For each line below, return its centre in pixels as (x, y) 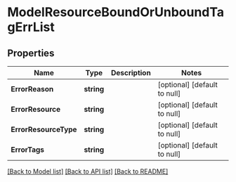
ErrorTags (27, 150)
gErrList (31, 27)
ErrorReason (32, 89)
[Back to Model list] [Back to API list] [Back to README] (88, 171)
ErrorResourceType (44, 129)
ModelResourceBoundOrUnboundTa (116, 12)
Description (131, 73)
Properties (31, 53)
